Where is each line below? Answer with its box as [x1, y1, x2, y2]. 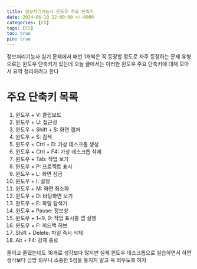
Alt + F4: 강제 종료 [15, 237, 58, 244]
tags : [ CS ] [6, 25, 34, 31]
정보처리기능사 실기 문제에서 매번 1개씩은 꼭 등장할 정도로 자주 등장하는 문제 [6, 53, 180, 60]
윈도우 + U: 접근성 [15, 119, 58, 126]
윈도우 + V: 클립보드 [15, 111, 61, 118]
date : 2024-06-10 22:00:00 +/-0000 [6, 14, 94, 20]
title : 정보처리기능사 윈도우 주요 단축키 [6, 8, 94, 15]
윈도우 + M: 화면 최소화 [15, 185, 70, 192]
